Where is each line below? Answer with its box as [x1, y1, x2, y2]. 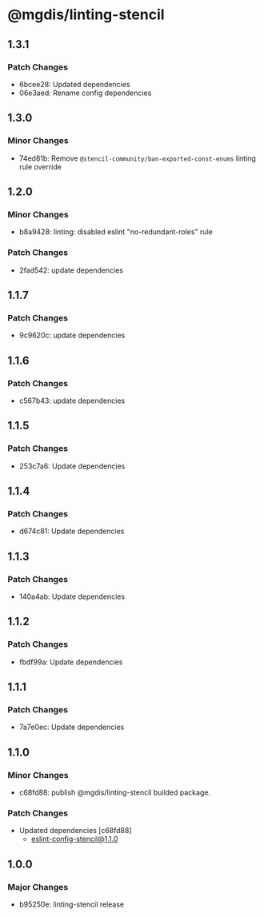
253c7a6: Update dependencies [18, 461, 126, 471]
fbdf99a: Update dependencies [18, 657, 123, 667]
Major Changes [7, 881, 69, 892]
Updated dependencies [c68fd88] [18, 826, 133, 835]
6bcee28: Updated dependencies [18, 79, 130, 89]
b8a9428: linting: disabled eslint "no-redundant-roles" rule [18, 227, 213, 237]
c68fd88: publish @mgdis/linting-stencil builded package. [18, 787, 211, 797]
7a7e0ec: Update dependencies [18, 722, 125, 732]
